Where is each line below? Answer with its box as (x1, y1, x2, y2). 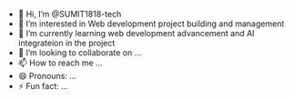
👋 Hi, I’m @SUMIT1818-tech (17, 9, 122, 19)
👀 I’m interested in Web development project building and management (17, 18, 285, 29)
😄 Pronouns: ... (17, 71, 77, 81)
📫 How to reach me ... (17, 57, 103, 68)
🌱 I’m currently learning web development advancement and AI (17, 28, 255, 38)
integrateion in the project (17, 37, 116, 48)
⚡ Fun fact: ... (17, 81, 68, 91)
